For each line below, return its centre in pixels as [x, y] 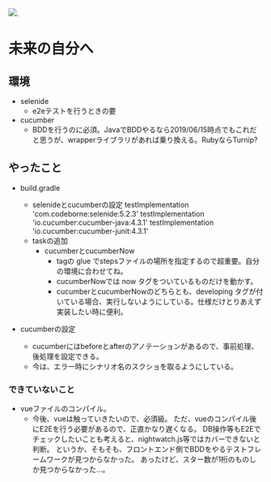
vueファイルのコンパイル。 [66, 409]
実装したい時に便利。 [92, 312]
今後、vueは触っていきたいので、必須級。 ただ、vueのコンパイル [141, 419]
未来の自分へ [51, 49]
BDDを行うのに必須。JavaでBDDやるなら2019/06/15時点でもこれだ [144, 129]
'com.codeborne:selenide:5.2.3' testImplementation [118, 213]
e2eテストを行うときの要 [74, 111]
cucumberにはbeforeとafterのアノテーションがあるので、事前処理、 [145, 346]
